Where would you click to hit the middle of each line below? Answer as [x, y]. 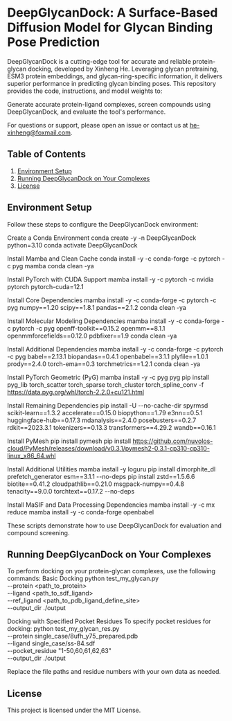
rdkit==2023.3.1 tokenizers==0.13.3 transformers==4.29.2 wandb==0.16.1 [111, 427]
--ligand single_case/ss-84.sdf [51, 643]
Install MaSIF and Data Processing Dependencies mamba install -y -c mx [111, 505]
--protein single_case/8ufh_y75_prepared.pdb [73, 636]
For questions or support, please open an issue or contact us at [98, 125]
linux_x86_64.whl [32, 455]
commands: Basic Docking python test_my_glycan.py [83, 579]
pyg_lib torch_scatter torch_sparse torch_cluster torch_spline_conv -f [106, 384]
